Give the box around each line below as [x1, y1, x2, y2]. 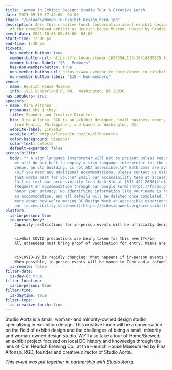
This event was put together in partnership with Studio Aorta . [5, 359, 135, 365]
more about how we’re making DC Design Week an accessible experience [14, 198, 168, 203]
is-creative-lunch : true [10, 302, 63, 307]
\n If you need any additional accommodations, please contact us [14, 170, 157, 175]
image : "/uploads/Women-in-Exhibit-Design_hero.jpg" [5, 17, 120, 22]
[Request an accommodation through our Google [14, 184, 116, 189]
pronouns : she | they [10, 108, 56, 113]
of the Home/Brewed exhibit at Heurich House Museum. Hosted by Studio [10, 27, 166, 32]
